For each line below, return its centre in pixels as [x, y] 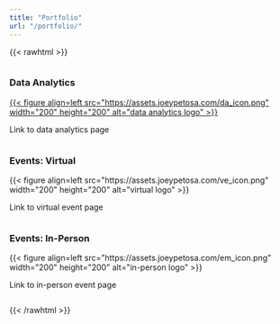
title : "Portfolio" [46, 18]
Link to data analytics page [59, 129]
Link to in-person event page [63, 285]
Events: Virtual [43, 160]
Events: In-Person [50, 238]
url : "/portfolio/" [46, 26]
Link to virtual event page [56, 207]
